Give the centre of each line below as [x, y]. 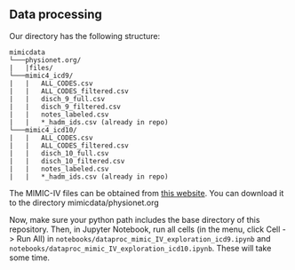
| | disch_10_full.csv [59, 153]
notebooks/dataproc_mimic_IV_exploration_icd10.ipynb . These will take [140, 248]
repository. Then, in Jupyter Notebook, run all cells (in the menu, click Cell [145, 229]
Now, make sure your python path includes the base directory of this [135, 219]
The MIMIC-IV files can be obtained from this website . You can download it [147, 193]
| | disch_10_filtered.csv [67, 161]
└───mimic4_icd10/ [43, 130]
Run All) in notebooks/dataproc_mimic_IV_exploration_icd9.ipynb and [144, 238]
